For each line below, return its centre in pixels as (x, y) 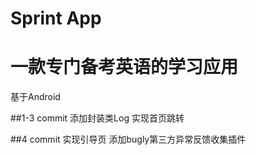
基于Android (35, 97)
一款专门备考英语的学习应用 (124, 67)
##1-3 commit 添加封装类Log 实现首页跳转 (97, 118)
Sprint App (56, 18)
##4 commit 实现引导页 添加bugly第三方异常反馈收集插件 (128, 139)
